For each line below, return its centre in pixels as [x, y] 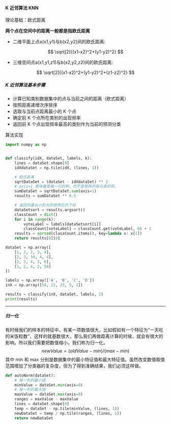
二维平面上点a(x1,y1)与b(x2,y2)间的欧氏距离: [59, 42]
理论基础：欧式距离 [25, 20]
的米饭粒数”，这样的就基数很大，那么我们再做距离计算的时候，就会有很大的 [84, 336]
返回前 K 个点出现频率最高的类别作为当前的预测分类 [67, 124]
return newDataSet [34, 418]
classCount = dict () [36, 215]
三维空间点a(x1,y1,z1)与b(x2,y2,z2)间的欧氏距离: [63, 62]
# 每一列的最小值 [30, 380]
